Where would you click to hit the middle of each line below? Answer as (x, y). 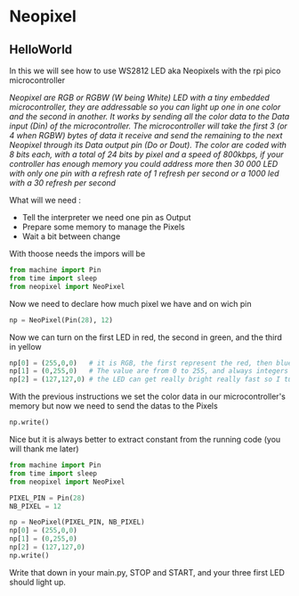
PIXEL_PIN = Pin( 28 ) (48, 498)
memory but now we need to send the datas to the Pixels (113, 406)
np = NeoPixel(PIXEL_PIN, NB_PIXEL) (77, 522)
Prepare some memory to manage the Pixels (103, 227)
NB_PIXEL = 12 (36, 506)
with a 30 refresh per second (63, 183)
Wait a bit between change (71, 236)
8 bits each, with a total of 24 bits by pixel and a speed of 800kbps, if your (146, 154)
